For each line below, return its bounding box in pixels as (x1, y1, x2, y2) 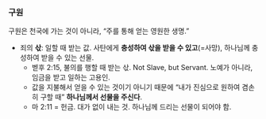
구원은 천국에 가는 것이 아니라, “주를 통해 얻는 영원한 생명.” (8, 26, 190, 36)
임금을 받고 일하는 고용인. (31, 73, 111, 82)
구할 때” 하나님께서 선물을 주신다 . (40, 92, 143, 102)
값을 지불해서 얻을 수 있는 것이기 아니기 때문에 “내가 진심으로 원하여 (31, 83, 241, 92)
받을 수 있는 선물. (40, 53, 94, 62)
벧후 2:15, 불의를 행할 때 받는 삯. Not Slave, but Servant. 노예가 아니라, (31, 63, 253, 73)
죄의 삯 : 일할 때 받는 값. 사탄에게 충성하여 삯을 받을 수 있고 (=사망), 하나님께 (19, 43, 250, 53)
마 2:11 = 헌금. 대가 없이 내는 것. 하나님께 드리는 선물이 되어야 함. (31, 102, 232, 112)
